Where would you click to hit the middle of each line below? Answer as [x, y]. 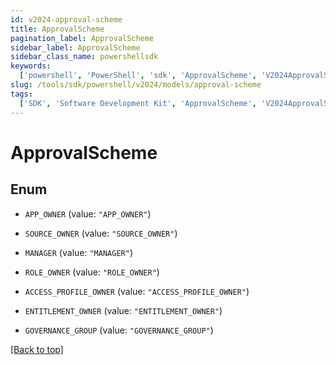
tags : [21, 94]
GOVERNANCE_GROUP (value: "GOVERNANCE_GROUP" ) [119, 330]
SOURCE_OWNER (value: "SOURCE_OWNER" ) [101, 233]
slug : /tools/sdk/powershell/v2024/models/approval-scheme [136, 85]
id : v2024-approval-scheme [66, 19]
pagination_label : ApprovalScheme [82, 38]
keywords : [31, 66]
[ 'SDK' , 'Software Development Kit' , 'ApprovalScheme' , [138, 103]
